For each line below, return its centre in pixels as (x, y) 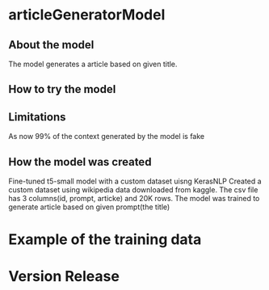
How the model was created (80, 162)
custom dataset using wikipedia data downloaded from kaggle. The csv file (133, 190)
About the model (51, 45)
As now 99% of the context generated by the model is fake (106, 137)
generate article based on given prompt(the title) (89, 207)
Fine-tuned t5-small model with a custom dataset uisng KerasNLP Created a (135, 181)
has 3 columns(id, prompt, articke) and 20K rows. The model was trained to (134, 199)
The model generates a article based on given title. (93, 64)
